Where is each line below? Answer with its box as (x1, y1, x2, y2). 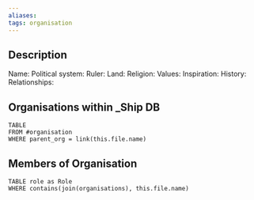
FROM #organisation (8, 128, 73, 137)
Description (8, 48, 67, 62)
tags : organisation (8, 19, 73, 27)
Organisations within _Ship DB (8, 100, 161, 114)
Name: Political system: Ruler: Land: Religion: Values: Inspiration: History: (8, 69, 247, 79)
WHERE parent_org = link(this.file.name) (8, 135, 147, 143)
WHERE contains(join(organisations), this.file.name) (8, 184, 190, 192)
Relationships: (8, 77, 54, 87)
